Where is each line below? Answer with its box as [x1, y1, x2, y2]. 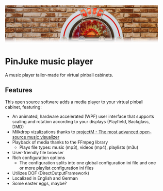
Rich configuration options [12, 155, 65, 160]
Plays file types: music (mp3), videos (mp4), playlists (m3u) [19, 144, 139, 150]
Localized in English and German [12, 175, 78, 181]
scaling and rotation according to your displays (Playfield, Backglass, [12, 118, 150, 124]
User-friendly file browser [12, 149, 64, 155]
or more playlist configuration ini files [19, 165, 94, 171]
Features [5, 86, 33, 95]
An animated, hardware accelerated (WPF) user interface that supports [12, 113, 154, 119]
